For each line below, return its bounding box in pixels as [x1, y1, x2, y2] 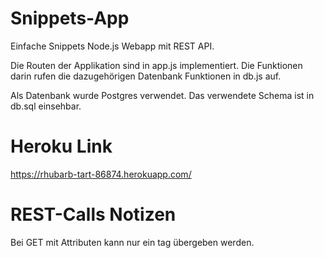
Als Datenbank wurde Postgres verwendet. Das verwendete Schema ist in [10, 89, 315, 101]
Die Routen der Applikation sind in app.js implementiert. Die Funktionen [10, 59, 303, 71]
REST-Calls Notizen [10, 203, 177, 226]
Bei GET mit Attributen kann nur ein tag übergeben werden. [10, 236, 255, 248]
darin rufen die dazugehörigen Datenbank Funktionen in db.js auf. [10, 70, 282, 82]
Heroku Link [10, 135, 113, 158]
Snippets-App [10, 7, 130, 30]
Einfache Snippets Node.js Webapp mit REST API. [10, 40, 215, 52]
